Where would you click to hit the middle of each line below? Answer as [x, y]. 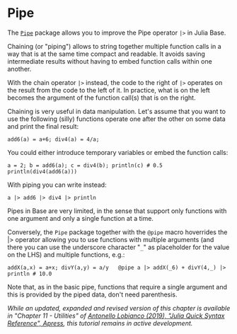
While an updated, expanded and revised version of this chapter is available [119, 308]
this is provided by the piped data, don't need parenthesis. [93, 294]
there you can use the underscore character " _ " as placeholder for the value [118, 247]
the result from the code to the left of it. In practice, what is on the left [109, 90]
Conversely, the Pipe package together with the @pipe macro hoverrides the [117, 232]
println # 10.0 [30, 274]
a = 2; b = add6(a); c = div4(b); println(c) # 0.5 [85, 165]
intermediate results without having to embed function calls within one [110, 61]
